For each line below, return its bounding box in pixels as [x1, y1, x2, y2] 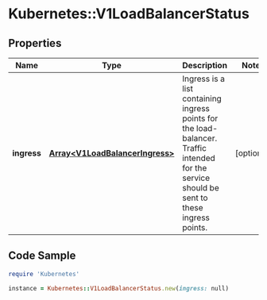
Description [182, 60, 228, 71]
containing [182, 93, 222, 104]
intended [182, 152, 216, 163]
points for [182, 113, 219, 124]
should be [182, 183, 220, 193]
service [182, 172, 211, 183]
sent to [182, 192, 208, 203]
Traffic [182, 143, 207, 153]
